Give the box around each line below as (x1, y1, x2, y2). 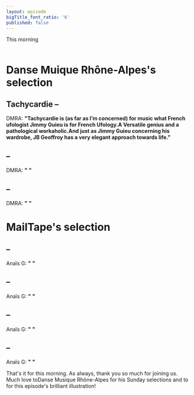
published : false (6, 20, 49, 26)
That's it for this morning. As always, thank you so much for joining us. (6, 370, 178, 377)
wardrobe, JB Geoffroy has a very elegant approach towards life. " (6, 134, 171, 141)
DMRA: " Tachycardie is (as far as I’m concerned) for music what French (6, 115, 186, 122)
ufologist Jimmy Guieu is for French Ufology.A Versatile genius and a (6, 121, 179, 128)
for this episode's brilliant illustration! (6, 383, 96, 390)
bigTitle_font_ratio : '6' (6, 14, 70, 20)
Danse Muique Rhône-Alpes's (6, 63, 156, 77)
